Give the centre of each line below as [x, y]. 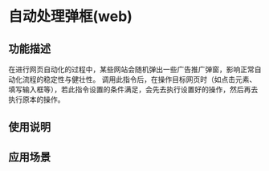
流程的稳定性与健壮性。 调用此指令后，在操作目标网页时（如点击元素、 [139, 79]
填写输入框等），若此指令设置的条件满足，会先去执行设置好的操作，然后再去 [133, 90]
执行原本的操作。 [37, 100]
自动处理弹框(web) [70, 16]
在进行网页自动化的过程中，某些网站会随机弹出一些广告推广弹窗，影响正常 [131, 69]
